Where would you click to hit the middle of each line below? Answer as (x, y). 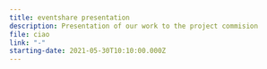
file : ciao (30, 34)
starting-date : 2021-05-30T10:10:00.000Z (88, 51)
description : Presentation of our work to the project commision (133, 26)
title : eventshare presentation (69, 17)
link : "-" (28, 43)
